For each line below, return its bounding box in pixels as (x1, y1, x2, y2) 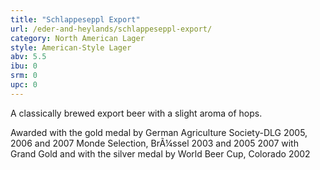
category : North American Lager (10, 33, 145, 43)
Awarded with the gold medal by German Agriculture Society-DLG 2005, (10, 126, 308, 138)
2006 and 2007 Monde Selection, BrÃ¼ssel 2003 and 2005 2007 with (10, 137, 299, 149)
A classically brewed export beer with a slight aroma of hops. (10, 107, 263, 119)
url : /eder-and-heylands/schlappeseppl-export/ (10, 24, 213, 34)
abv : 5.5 (10, 52, 47, 62)
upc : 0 (10, 80, 38, 90)
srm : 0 (10, 71, 38, 81)
